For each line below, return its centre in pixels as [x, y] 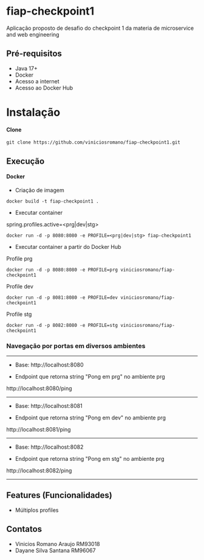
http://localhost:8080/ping [39, 388]
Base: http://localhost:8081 [49, 406]
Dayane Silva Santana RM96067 [55, 550]
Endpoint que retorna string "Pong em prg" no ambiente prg [90, 377]
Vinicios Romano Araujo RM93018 [57, 544]
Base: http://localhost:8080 [49, 365]
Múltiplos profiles [37, 510]
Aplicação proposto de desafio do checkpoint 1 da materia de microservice [100, 28]
